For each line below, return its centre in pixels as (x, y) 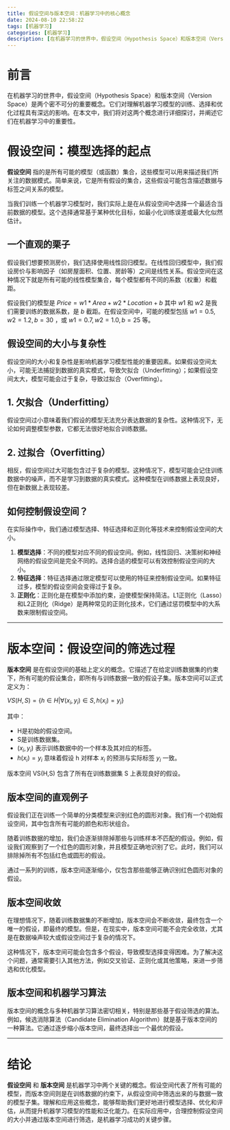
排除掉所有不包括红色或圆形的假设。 (58, 855)
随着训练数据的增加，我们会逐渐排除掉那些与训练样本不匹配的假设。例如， (112, 838)
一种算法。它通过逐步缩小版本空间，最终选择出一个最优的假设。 (97, 1028)
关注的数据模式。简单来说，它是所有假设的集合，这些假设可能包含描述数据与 (115, 180)
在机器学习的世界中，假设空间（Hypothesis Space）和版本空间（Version (110, 95)
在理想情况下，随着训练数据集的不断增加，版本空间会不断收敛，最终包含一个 (115, 920)
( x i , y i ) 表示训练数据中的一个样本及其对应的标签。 (86, 748)
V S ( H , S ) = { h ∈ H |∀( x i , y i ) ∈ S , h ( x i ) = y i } (66, 701)
